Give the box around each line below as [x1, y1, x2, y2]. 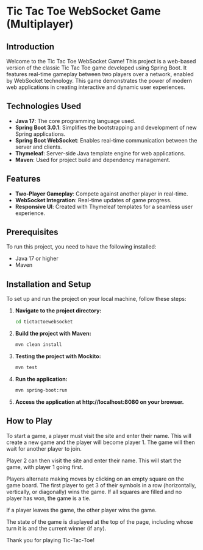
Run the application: [15, 375, 68, 383]
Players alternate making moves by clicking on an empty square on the [6, 475, 184, 482]
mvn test [15, 364, 38, 370]
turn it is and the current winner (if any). [6, 524, 107, 532]
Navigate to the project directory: [15, 307, 102, 314]
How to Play [6, 416, 53, 426]
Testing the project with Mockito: [15, 353, 102, 360]
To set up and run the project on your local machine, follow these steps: [6, 295, 187, 303]
